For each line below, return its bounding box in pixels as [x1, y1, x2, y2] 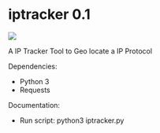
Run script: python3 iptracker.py [19, 116, 125, 125]
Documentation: [8, 100, 61, 109]
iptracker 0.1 [8, 6, 91, 24]
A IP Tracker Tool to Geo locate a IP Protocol [8, 46, 152, 56]
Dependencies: [8, 61, 58, 71]
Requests [19, 85, 50, 94]
